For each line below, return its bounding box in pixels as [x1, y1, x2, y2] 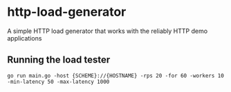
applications [7, 34, 42, 42]
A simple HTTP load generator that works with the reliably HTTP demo [7, 27, 208, 35]
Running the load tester [7, 54, 111, 66]
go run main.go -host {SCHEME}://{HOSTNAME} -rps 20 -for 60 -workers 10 [7, 72, 225, 79]
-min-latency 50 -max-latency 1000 [7, 78, 110, 85]
